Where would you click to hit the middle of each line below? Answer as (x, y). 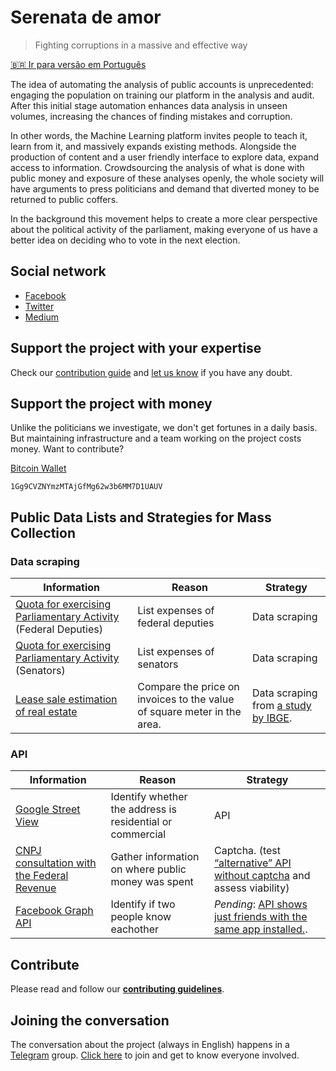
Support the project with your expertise (136, 348)
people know (141, 917)
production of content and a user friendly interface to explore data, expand (164, 157)
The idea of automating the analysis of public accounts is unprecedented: (162, 84)
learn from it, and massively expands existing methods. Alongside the (153, 146)
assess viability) (251, 888)
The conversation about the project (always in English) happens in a (150, 1044)
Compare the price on (188, 687)
